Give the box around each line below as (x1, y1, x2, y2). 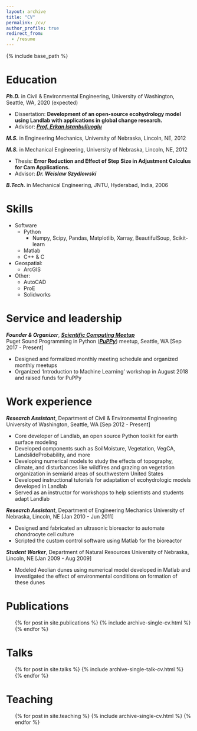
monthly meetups (14, 362, 58, 369)
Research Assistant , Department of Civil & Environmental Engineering (6, 414, 177, 421)
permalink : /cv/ (6, 20, 46, 25)
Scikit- (172, 234, 189, 241)
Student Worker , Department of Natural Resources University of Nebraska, (6, 548, 189, 555)
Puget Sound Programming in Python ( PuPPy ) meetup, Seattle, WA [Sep (6, 337, 182, 344)
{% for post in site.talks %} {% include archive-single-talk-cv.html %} (14, 665, 184, 672)
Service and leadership (6, 312, 122, 326)
